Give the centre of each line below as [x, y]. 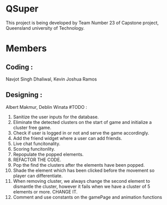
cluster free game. [32, 127]
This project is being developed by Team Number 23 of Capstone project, [82, 23]
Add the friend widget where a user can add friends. [68, 138]
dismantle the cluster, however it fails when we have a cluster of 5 [81, 186]
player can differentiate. [38, 176]
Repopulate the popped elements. [48, 154]
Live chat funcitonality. [37, 144]
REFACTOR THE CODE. [37, 160]
